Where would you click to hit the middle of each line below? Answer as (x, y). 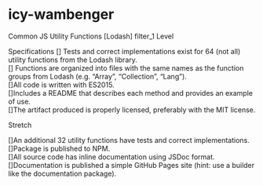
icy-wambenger (61, 15)
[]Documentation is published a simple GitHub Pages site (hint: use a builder (131, 165)
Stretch (20, 125)
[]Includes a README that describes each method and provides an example (131, 93)
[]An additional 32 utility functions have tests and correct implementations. (129, 140)
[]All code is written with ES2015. (62, 85)
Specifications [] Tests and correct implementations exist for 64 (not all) (124, 51)
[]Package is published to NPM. (59, 148)
